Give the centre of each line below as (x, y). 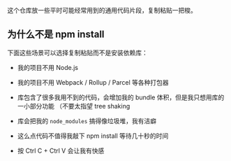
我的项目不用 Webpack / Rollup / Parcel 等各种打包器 (93, 82)
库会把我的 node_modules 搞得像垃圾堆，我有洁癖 (87, 120)
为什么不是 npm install (56, 35)
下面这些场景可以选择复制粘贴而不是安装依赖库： (77, 52)
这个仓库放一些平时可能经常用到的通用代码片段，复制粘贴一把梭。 (102, 10)
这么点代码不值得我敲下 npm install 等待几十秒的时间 (93, 136)
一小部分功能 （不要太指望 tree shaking (74, 106)
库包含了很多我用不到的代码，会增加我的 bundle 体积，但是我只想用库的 (121, 97)
